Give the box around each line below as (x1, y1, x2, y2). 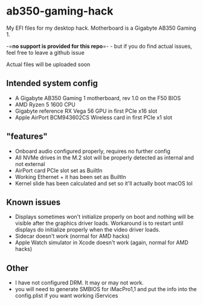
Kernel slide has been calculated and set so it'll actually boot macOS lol (14, 179, 193, 187)
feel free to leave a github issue (6, 49, 85, 56)
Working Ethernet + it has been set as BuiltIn (14, 173, 126, 180)
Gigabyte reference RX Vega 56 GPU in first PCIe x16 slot (14, 107, 158, 115)
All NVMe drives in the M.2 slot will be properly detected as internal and (14, 153, 195, 161)
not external (14, 160, 45, 167)
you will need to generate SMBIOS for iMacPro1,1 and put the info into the (14, 286, 197, 293)
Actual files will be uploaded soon (6, 61, 91, 68)
